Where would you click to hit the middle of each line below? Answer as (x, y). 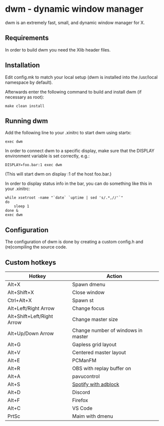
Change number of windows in (107, 330)
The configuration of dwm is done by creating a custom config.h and (74, 242)
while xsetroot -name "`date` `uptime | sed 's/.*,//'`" (64, 198)
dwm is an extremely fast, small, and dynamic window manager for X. (75, 23)
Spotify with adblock (96, 384)
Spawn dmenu (89, 284)
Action (114, 276)
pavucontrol (86, 376)
